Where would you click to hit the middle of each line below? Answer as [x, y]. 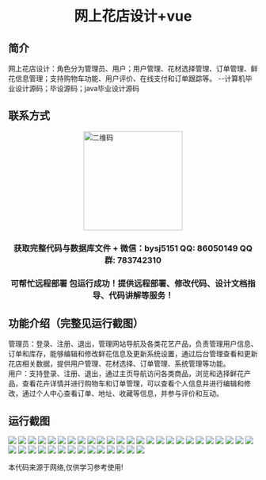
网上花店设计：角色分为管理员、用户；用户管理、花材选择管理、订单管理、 [129, 69]
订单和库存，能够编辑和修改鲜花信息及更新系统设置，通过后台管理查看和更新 [133, 354]
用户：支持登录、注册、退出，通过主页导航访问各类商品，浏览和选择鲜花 [126, 374]
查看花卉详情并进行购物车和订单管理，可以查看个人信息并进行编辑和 [133, 384]
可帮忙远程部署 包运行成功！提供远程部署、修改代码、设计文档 [129, 283]
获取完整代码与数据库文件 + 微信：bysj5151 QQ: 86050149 [125, 248]
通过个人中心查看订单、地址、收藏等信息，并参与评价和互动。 [122, 394]
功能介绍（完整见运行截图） [76, 323]
